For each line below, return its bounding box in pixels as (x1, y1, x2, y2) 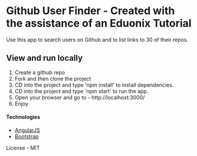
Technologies (6, 114, 41, 121)
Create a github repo (14, 69, 65, 76)
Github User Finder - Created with (6, 4, 175, 18)
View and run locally (6, 53, 83, 63)
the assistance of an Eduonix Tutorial (6, 16, 192, 30)
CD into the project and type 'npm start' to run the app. (14, 87, 149, 95)
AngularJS (14, 127, 40, 134)
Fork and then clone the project (14, 75, 91, 82)
